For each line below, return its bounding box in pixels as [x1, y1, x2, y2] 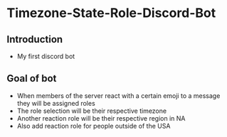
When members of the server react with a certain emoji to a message [16, 91, 221, 100]
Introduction [6, 33, 63, 45]
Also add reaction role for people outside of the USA [16, 121, 171, 130]
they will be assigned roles [16, 99, 95, 107]
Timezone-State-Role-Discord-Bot [6, 5, 216, 21]
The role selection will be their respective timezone [16, 106, 167, 115]
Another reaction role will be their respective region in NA [16, 114, 186, 122]
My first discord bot [16, 52, 75, 60]
